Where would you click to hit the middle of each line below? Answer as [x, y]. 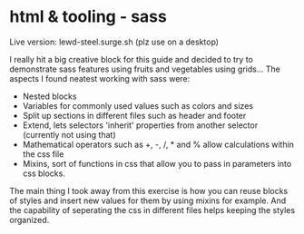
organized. [29, 219]
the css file [43, 154]
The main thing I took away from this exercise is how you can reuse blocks [149, 190]
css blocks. [44, 173]
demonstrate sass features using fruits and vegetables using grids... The [145, 69]
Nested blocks [49, 96]
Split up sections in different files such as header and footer [134, 115]
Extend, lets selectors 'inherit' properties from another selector [140, 125]
